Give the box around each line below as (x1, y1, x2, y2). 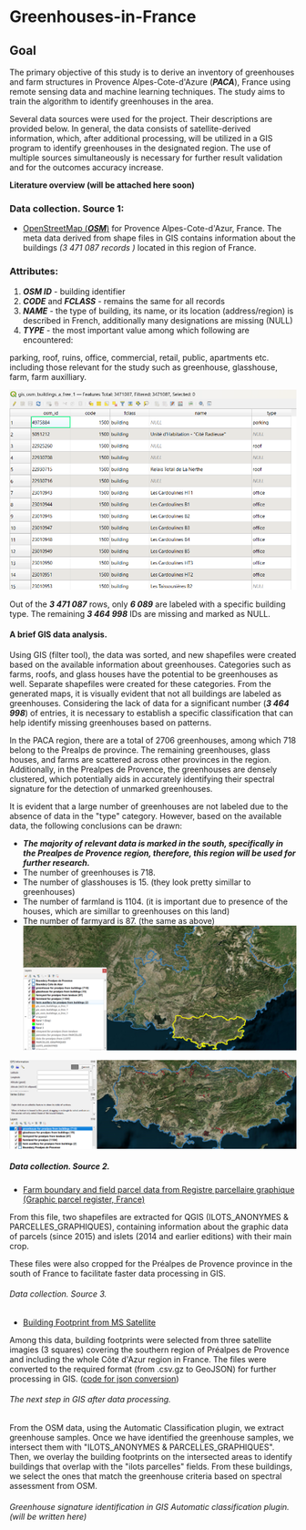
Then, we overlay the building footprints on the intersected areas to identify (9, 1452, 293, 1462)
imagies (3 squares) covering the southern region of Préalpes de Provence (9, 1344, 290, 1355)
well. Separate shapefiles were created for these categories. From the (9, 678, 271, 689)
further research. (22, 857, 90, 868)
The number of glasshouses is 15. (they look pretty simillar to (22, 877, 251, 888)
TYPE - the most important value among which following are (22, 324, 250, 335)
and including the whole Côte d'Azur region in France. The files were (9, 1353, 267, 1364)
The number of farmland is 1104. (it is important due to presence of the (22, 896, 289, 907)
